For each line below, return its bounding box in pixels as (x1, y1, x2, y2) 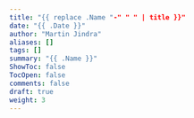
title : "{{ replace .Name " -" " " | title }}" (9, 12, 186, 22)
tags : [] (9, 46, 42, 55)
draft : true (9, 87, 54, 96)
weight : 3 (9, 95, 46, 105)
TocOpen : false (9, 71, 66, 80)
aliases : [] (9, 37, 54, 47)
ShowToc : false (9, 63, 66, 72)
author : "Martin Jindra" (9, 29, 102, 38)
